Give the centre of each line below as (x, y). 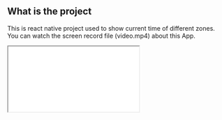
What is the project (50, 12)
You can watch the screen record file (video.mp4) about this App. (101, 36)
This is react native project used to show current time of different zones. (111, 28)
